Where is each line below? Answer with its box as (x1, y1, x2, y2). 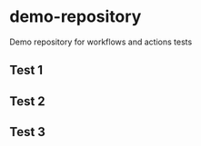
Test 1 (9, 63, 44, 78)
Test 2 (9, 93, 45, 109)
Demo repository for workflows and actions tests (9, 36, 193, 47)
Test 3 (9, 124, 45, 140)
